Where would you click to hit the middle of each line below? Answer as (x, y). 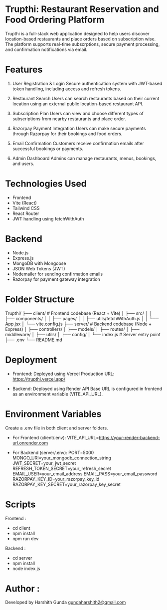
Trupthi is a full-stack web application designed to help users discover (77, 33)
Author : (22, 588)
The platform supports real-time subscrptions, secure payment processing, (83, 44)
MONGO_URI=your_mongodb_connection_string (62, 458)
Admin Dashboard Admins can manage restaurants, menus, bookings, (84, 158)
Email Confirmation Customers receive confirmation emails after (78, 143)
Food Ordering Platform (55, 20)
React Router (26, 213)
